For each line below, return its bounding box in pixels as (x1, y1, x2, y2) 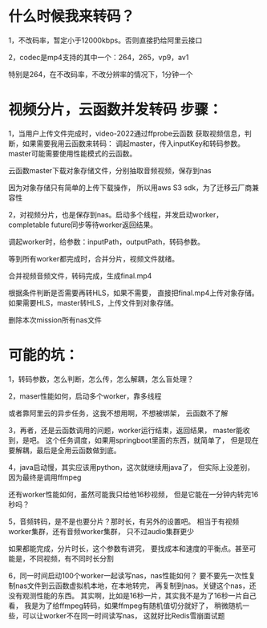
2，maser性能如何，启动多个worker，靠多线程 (8, 391, 162, 401)
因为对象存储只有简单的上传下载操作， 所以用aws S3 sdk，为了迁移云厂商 (8, 182, 253, 192)
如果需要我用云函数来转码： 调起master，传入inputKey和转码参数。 (22, 138, 245, 148)
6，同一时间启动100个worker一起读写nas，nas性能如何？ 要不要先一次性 (8, 570, 249, 580)
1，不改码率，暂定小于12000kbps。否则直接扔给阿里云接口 (8, 35, 203, 45)
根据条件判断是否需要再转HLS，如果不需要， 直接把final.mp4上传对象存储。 (8, 288, 259, 298)
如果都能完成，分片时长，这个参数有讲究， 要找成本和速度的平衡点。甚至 (8, 543, 249, 553)
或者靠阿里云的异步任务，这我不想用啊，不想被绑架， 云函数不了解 (8, 408, 229, 418)
